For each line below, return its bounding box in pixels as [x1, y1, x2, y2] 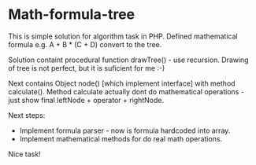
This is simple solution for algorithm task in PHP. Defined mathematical [8, 31, 238, 41]
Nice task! [8, 149, 41, 159]
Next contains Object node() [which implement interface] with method [8, 79, 236, 88]
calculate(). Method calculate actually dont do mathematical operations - [8, 86, 244, 96]
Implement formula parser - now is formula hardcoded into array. [19, 126, 231, 135]
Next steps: [8, 110, 46, 119]
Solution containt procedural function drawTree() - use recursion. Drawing [8, 55, 250, 64]
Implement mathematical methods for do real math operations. [19, 134, 223, 143]
